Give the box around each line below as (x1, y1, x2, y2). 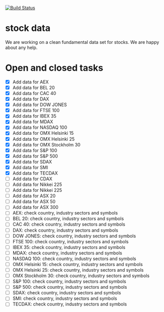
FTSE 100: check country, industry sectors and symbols (12, 238, 129, 244)
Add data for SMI (12, 164, 48, 170)
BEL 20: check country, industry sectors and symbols (12, 216, 124, 222)
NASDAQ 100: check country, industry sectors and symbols (12, 255, 136, 262)
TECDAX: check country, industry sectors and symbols (12, 301, 127, 307)
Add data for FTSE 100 (12, 108, 60, 114)
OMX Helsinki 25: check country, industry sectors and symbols (12, 267, 144, 273)
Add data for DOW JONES (12, 101, 67, 108)
